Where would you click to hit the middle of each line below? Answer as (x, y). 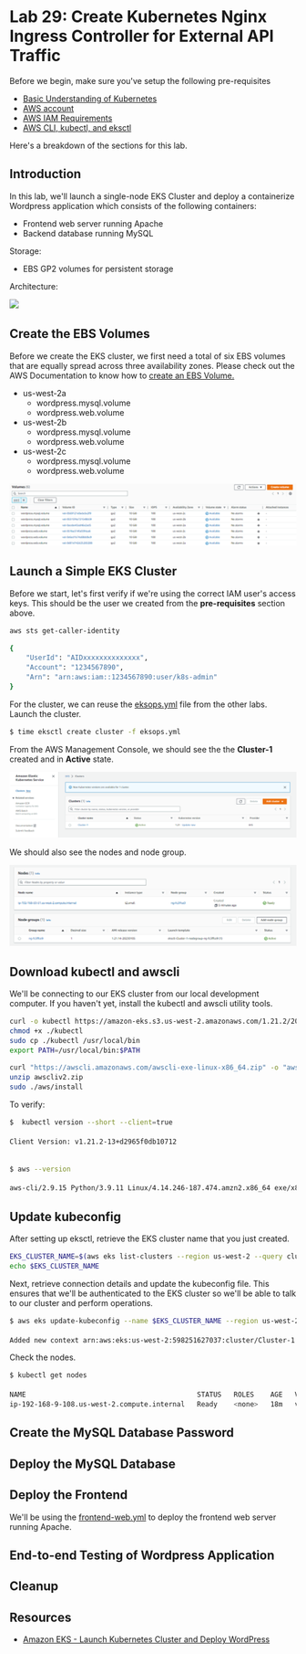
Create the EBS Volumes (80, 334)
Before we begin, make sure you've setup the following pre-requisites (140, 80)
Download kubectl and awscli (95, 971)
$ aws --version (40, 1169)
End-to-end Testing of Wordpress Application (142, 1555)
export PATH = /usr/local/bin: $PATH (75, 1050)
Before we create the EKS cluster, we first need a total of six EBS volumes (148, 356)
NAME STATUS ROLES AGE (146, 1395)
